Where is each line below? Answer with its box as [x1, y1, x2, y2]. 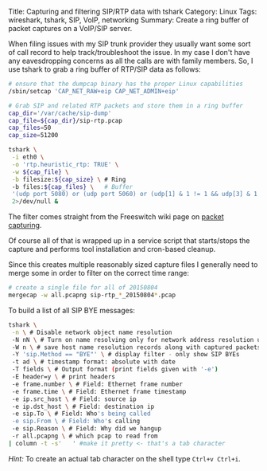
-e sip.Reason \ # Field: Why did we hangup [11, 425, 161, 433]
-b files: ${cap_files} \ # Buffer [11, 183, 133, 190]
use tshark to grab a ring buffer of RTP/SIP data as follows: [8, 65, 201, 74]
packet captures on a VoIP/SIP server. [8, 24, 133, 33]
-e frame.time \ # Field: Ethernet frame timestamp [11, 387, 187, 395]
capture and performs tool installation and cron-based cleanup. [8, 245, 216, 254]
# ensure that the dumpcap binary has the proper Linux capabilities [8, 80, 244, 88]
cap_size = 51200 [8, 131, 59, 139]
